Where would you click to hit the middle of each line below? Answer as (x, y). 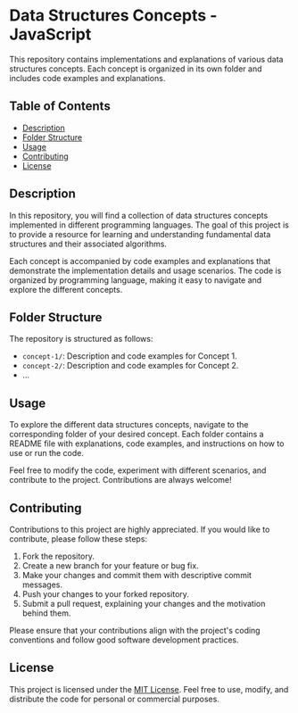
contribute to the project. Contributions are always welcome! (120, 480)
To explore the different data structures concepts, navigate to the (129, 425)
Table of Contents (60, 107)
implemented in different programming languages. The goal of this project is (149, 225)
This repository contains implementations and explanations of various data (146, 59)
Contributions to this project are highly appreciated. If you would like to (140, 529)
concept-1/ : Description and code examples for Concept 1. (129, 356)
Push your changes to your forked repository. (106, 594)
